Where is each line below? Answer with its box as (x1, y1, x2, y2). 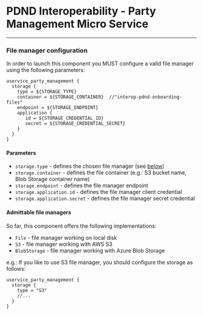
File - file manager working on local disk (14, 234, 117, 241)
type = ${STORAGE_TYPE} (17, 89, 77, 95)
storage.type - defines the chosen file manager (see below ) (14, 162, 165, 170)
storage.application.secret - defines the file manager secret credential (14, 195, 195, 202)
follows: (6, 265, 26, 272)
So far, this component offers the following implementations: (6, 222, 157, 230)
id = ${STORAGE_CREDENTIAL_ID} (25, 115, 104, 122)
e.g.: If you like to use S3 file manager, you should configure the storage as (6, 259, 193, 266)
